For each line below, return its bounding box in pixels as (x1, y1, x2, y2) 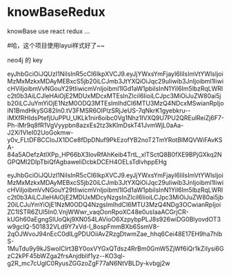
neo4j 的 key (7, 56, 43, 64)
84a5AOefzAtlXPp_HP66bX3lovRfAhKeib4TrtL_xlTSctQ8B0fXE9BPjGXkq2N (7, 150, 222, 159)
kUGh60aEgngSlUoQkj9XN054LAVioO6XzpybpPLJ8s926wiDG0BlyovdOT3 (7, 215, 221, 223)
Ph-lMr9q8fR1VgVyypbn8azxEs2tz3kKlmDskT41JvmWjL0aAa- (7, 121, 184, 129)
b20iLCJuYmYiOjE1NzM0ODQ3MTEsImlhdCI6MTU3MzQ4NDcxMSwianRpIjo (7, 99, 224, 107)
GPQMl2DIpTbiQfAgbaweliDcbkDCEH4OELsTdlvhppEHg (7, 157, 168, 166)
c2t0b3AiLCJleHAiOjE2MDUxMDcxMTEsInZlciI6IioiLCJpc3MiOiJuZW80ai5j (7, 91, 221, 100)
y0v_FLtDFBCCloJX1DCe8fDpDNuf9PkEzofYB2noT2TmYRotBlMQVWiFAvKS (7, 135, 223, 144)
